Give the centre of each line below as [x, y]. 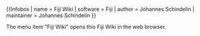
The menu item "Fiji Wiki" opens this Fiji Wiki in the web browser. [86, 27]
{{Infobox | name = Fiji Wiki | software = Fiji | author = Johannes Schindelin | [100, 9]
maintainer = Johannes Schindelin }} [51, 15]
